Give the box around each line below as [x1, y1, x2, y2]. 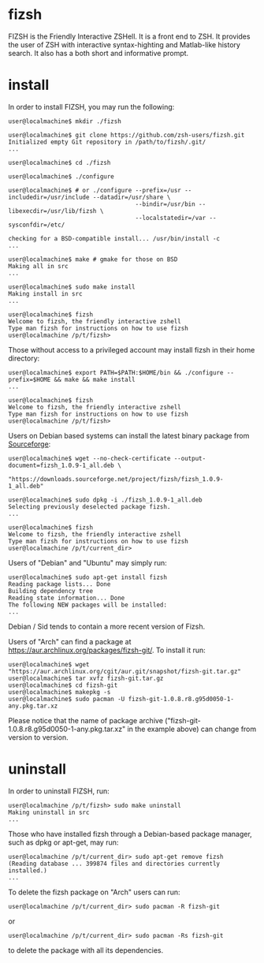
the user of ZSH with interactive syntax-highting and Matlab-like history [8, 39, 240, 49]
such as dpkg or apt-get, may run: [8, 838, 119, 847]
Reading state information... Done [8, 594, 125, 602]
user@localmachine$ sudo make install [8, 282, 136, 291]
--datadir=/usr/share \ [92, 193, 171, 201]
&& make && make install [54, 375, 136, 383]
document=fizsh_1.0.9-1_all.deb [8, 461, 114, 469]
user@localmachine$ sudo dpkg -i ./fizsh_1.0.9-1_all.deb [8, 495, 203, 504]
